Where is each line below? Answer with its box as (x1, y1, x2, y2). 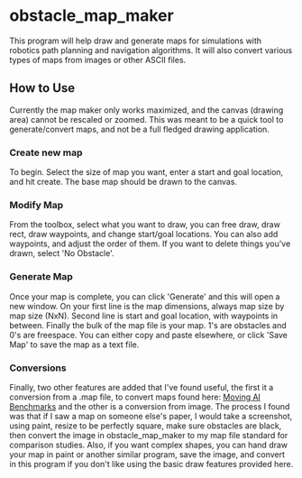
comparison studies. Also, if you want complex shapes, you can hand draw (9, 439, 288, 450)
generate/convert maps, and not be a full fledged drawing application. (9, 124, 270, 134)
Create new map (9, 146, 83, 159)
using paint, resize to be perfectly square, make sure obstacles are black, (9, 420, 282, 431)
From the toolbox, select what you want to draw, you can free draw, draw (9, 219, 281, 230)
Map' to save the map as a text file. (9, 339, 140, 350)
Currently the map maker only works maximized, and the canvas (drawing (9, 105, 284, 115)
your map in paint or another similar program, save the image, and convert (9, 448, 286, 460)
